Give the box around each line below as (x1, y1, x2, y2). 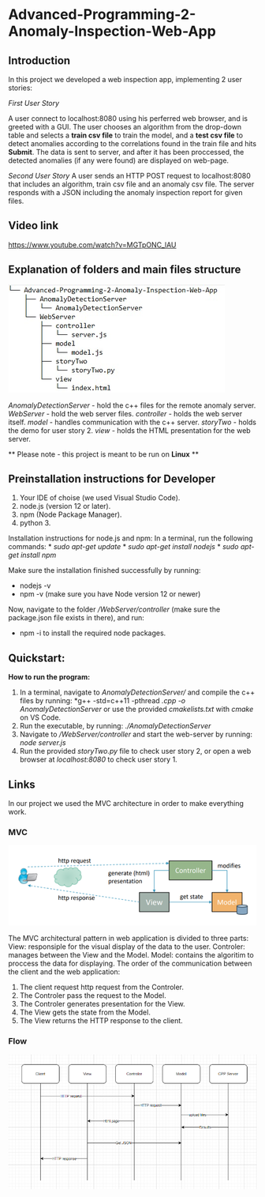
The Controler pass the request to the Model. (19, 991, 167, 1000)
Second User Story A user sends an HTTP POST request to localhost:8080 (8, 171, 251, 180)
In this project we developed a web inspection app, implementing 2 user (8, 75, 242, 84)
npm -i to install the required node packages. (19, 628, 166, 638)
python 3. (19, 518, 51, 528)
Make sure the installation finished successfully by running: (8, 566, 201, 575)
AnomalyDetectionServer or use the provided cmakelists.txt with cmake (19, 705, 254, 714)
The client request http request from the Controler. (19, 982, 184, 992)
